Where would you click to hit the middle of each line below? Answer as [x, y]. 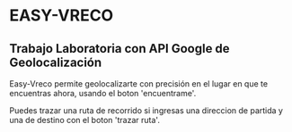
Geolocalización [56, 62]
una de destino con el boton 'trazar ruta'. [84, 120]
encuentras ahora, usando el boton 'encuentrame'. [103, 93]
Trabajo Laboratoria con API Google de [120, 49]
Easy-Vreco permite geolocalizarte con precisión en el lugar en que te [138, 84]
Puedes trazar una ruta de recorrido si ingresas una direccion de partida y [146, 111]
